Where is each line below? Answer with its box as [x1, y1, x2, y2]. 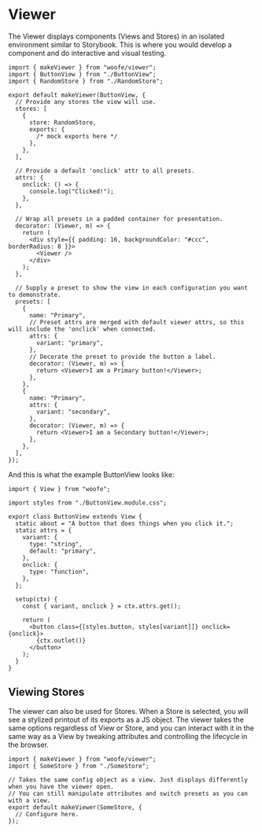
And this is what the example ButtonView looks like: [8, 470, 175, 479]
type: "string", [28, 540, 83, 548]
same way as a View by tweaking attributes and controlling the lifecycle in [8, 731, 248, 741]
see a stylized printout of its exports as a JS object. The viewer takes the [8, 715, 244, 724]
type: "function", [28, 568, 90, 575]
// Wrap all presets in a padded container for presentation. [15, 215, 223, 223]
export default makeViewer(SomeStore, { [8, 803, 143, 812]
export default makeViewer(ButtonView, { [8, 91, 146, 99]
